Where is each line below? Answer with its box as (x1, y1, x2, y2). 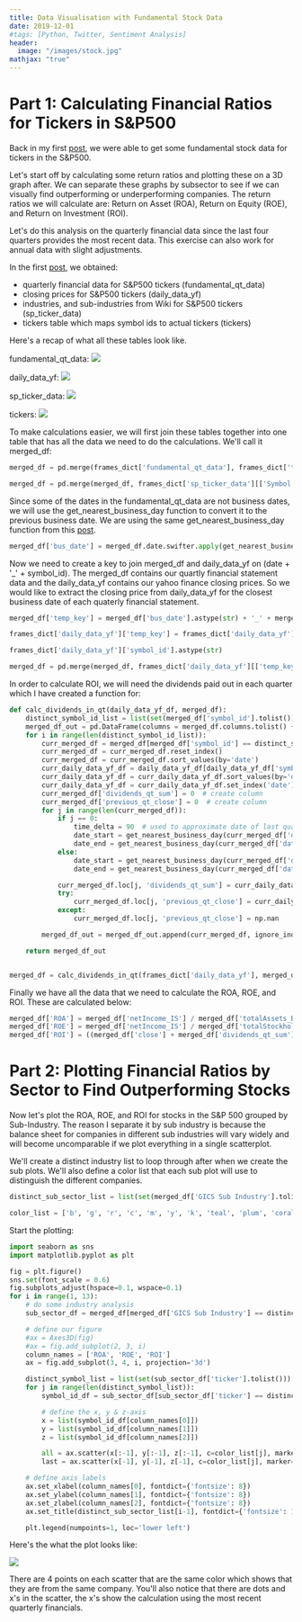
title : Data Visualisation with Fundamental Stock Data (9, 13, 223, 22)
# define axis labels (25, 1474, 106, 1483)
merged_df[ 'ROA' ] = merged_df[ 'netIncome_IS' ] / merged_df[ (9, 1014, 240, 1023)
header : (9, 38, 39, 48)
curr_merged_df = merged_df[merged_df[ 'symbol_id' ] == (41, 739, 252, 748)
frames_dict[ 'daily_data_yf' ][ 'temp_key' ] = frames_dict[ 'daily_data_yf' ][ (9, 630, 299, 639)
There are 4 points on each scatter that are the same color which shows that (9, 1573, 293, 1584)
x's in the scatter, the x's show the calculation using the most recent (9, 1593, 262, 1604)
